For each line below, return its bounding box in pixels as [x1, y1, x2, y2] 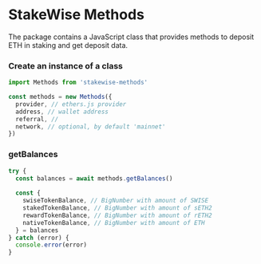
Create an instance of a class [8, 60, 124, 71]
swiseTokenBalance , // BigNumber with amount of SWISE [22, 197, 209, 205]
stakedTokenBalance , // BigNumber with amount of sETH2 [22, 204, 213, 212]
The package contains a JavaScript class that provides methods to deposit [8, 32, 255, 41]
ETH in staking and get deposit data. [8, 40, 129, 49]
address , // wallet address [15, 108, 109, 116]
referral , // [15, 115, 59, 123]
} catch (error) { [8, 234, 69, 242]
